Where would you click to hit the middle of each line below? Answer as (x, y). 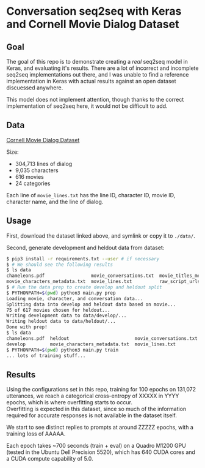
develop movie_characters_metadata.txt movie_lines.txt (91, 344)
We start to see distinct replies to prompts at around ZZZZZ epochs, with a (100, 428)
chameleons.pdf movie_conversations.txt (80, 276)
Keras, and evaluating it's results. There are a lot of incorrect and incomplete (103, 68)
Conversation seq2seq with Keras (94, 11)
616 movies (29, 176)
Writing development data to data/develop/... (67, 316)
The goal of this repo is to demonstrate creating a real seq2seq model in (97, 62)
